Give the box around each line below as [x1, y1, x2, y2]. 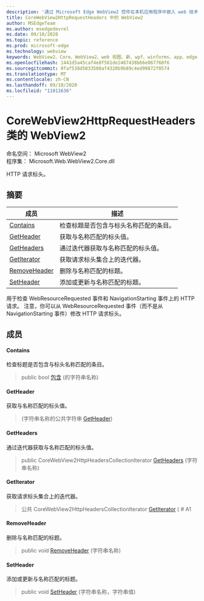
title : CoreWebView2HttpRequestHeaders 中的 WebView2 [6, 15, 144, 21]
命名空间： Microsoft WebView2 [6, 150, 87, 157]
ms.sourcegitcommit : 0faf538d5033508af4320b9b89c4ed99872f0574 [6, 65, 170, 72]
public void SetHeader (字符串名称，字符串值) [21, 588, 136, 596]
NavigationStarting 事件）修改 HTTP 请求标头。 [6, 310, 125, 317]
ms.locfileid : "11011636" [6, 88, 72, 94]
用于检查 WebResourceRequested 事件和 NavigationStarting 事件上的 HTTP [6, 295, 195, 302]
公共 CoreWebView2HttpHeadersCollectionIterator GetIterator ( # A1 [21, 505, 191, 512]
